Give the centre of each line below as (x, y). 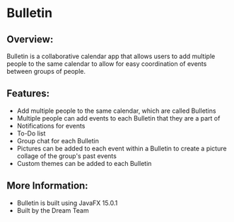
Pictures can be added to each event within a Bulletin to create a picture (122, 148)
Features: (28, 94)
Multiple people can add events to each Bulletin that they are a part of (118, 118)
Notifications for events (51, 126)
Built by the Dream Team (53, 210)
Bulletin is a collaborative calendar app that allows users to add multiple (111, 56)
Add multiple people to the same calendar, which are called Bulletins (116, 111)
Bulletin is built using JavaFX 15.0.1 (67, 203)
